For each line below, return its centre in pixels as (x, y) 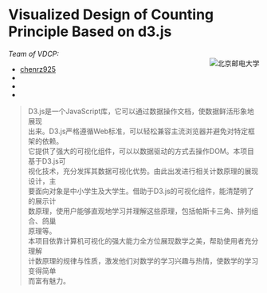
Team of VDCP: (34, 53)
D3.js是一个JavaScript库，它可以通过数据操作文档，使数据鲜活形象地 (141, 111)
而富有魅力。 (49, 280)
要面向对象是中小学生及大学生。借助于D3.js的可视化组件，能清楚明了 (141, 191)
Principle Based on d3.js (90, 32)
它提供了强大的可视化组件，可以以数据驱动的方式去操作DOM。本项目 (141, 151)
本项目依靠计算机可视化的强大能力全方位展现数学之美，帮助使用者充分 (143, 240)
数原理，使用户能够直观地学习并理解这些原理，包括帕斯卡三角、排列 (139, 211)
